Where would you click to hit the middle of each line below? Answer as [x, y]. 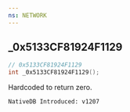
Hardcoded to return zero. [50, 88]
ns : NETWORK [27, 15]
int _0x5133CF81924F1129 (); [54, 72]
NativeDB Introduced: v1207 [54, 102]
